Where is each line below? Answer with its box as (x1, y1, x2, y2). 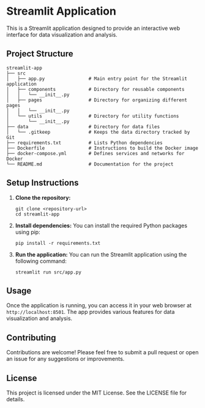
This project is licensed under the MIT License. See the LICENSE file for (6, 389, 187, 396)
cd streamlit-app (15, 211, 60, 217)
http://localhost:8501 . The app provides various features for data (6, 308, 175, 316)
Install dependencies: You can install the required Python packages (15, 222, 188, 229)
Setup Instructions (6, 178, 79, 188)
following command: (15, 257, 67, 264)
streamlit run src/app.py (15, 269, 81, 275)
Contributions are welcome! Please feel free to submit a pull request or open (6, 349, 199, 356)
